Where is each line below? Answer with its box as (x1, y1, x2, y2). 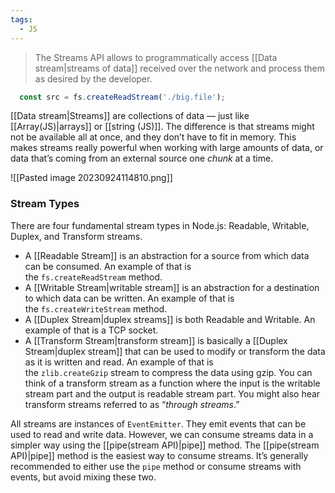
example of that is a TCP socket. (24, 324, 159, 336)
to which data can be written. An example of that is (24, 292, 235, 304)
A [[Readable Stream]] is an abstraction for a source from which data (24, 249, 310, 261)
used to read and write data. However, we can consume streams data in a (10, 428, 314, 440)
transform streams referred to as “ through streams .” (24, 398, 240, 410)
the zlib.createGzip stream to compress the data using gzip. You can (24, 366, 313, 378)
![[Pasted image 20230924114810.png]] (10, 172, 173, 184)
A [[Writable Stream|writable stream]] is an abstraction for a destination (24, 281, 320, 293)
